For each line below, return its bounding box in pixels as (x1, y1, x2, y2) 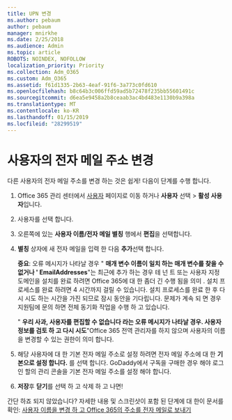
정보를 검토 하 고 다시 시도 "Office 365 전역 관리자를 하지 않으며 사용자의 (17, 327, 213, 335)
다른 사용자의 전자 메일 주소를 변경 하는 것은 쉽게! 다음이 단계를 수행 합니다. (7, 177, 211, 185)
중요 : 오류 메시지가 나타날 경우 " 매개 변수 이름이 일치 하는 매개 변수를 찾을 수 (17, 259, 224, 268)
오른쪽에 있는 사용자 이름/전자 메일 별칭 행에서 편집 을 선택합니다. (17, 230, 192, 238)
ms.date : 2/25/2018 (7, 36, 64, 43)
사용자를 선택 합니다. (17, 215, 74, 224)
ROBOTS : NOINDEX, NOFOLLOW (7, 56, 86, 63)
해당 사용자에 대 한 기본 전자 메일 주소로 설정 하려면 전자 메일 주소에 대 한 (17, 350, 216, 359)
